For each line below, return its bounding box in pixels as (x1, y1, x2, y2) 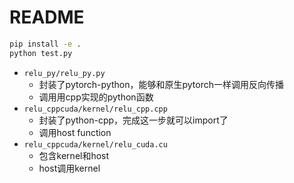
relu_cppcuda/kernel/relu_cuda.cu (23, 139, 168, 150)
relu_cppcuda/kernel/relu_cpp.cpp (23, 104, 168, 114)
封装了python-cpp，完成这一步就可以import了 (38, 114, 229, 126)
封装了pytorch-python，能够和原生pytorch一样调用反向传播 (38, 78, 284, 90)
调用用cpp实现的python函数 (38, 91, 154, 103)
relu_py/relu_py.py (23, 68, 106, 78)
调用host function (38, 126, 112, 138)
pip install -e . (9, 39, 82, 49)
